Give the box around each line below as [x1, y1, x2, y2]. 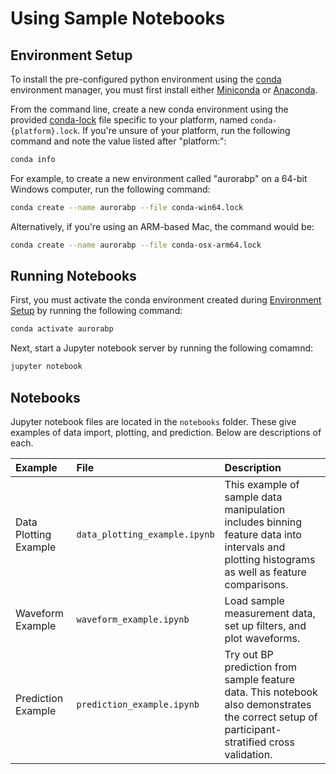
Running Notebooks [10, 268, 137, 285]
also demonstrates [224, 698, 312, 711]
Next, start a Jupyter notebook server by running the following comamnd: [10, 342, 314, 354]
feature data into [224, 528, 302, 541]
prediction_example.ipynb [76, 699, 200, 710]
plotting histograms [224, 553, 316, 566]
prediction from [224, 660, 298, 674]
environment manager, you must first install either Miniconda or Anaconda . [10, 84, 318, 96]
